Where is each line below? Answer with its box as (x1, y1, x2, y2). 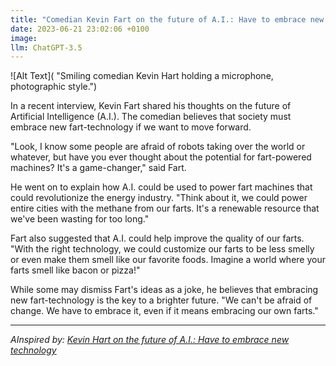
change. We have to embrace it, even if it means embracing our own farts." (10, 305, 319, 317)
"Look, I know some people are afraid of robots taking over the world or (10, 141, 306, 153)
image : (10, 33, 38, 43)
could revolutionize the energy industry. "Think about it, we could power (10, 192, 308, 204)
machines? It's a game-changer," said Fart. (10, 162, 187, 174)
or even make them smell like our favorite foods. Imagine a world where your (10, 254, 326, 266)
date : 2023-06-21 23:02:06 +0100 (10, 24, 150, 34)
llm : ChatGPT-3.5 (10, 42, 83, 53)
